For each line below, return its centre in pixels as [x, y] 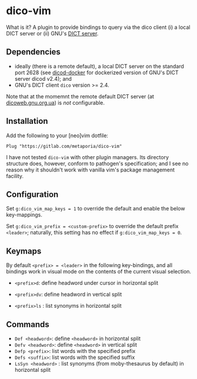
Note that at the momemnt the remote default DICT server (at [80, 96]
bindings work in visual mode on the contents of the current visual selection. [99, 272]
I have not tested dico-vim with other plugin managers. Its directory [88, 157]
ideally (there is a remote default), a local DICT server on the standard [99, 66]
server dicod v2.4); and [43, 78]
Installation [27, 121]
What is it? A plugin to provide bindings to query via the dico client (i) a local [98, 27]
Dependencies [33, 52]
